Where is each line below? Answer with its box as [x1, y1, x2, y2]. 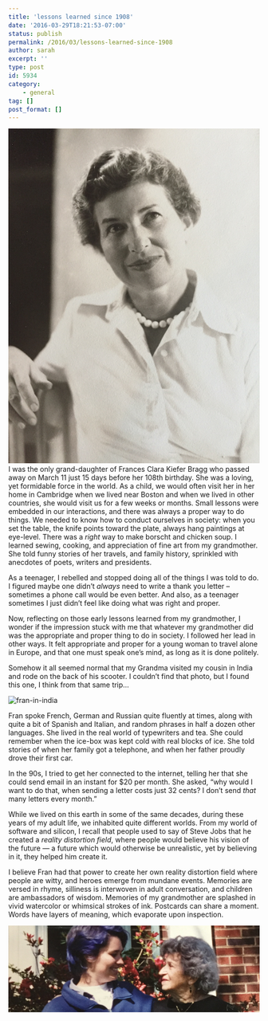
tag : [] [8, 96, 34, 105]
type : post [8, 64, 45, 72]
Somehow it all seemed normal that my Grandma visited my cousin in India [8, 663, 254, 673]
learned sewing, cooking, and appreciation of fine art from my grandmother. [8, 540, 258, 550]
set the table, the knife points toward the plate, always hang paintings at [8, 524, 245, 533]
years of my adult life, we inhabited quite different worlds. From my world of [8, 818, 258, 828]
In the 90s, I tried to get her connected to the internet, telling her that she [8, 769, 249, 779]
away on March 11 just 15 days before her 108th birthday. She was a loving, [8, 473, 254, 482]
